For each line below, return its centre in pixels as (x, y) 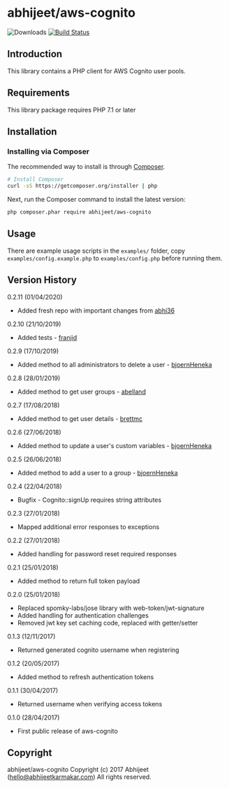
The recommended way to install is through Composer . (86, 167)
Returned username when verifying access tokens (90, 704)
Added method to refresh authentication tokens (86, 677)
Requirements (38, 93)
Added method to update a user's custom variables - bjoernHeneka (114, 445)
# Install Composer (36, 179)
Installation (32, 132)
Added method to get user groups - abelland (82, 392)
